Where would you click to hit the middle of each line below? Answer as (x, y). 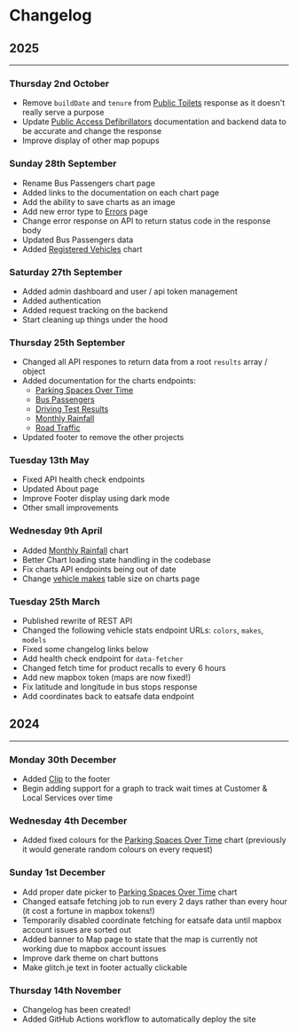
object (34, 371)
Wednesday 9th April (56, 531)
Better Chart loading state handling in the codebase (116, 559)
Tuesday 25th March (55, 602)
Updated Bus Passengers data (78, 240)
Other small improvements (70, 508)
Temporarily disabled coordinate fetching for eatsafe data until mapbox (152, 920)
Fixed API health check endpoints (83, 479)
